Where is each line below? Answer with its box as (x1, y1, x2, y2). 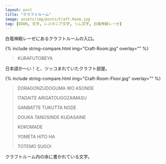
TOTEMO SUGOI (17, 143, 51, 149)
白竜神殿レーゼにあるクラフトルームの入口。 (5, 35, 97, 41)
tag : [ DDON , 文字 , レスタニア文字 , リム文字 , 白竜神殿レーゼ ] (5, 21, 122, 26)
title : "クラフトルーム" (5, 12, 51, 17)
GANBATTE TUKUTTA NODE (17, 104, 76, 110)
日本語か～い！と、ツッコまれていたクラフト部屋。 (5, 65, 110, 71)
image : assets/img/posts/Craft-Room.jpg (5, 16, 91, 21)
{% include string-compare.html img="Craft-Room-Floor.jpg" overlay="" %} (5, 75, 161, 81)
